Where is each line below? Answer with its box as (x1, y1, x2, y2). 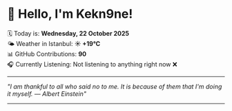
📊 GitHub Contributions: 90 (7, 49, 87, 58)
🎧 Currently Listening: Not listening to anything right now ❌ (7, 60, 177, 68)
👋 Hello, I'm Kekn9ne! (7, 6, 133, 22)
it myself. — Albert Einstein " (7, 89, 86, 98)
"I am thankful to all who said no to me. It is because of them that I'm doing (7, 82, 222, 90)
